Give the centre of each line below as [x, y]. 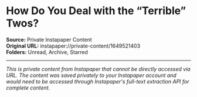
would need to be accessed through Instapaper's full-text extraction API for [98, 81]
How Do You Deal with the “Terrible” [96, 11]
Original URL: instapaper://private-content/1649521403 [73, 46]
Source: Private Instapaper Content [49, 39]
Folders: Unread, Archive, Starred [47, 52]
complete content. [28, 88]
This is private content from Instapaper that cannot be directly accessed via [98, 69]
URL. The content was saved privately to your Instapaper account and [91, 75]
